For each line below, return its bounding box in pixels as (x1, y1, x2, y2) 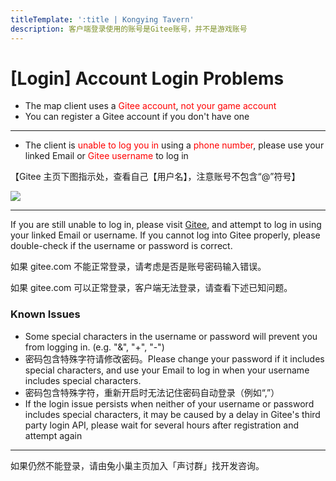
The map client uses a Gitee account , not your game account (24, 100, 277, 112)
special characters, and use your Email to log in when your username (24, 364, 310, 376)
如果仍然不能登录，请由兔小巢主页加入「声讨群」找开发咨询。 (10, 459, 265, 471)
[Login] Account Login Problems (10, 67, 285, 90)
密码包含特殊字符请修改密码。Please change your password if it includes (24, 352, 325, 365)
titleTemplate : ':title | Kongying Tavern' (10, 14, 195, 25)
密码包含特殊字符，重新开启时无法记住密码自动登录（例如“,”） (24, 386, 280, 398)
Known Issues (10, 307, 81, 321)
